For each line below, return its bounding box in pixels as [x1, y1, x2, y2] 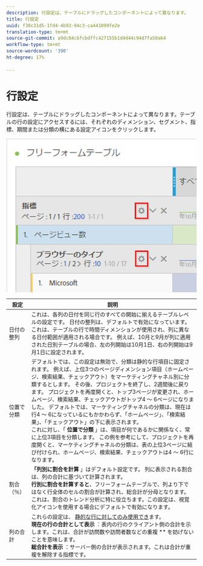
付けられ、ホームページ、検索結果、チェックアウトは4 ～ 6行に [36, 449, 195, 456]
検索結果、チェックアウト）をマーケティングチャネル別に [41, 373, 184, 381]
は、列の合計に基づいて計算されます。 [31, 473, 126, 480]
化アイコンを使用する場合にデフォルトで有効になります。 [31, 503, 173, 510]
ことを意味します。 [31, 535, 79, 543]
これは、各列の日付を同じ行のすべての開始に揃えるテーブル [31, 310, 179, 318]
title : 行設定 [6, 16, 39, 22]
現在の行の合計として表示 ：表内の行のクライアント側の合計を [31, 520, 186, 528]
